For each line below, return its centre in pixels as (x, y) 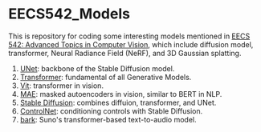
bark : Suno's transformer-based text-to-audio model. (108, 119)
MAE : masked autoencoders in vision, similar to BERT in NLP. (121, 94)
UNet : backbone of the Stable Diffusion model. (97, 68)
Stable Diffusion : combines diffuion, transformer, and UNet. (118, 102)
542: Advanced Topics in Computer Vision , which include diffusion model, (131, 44)
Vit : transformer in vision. (62, 86)
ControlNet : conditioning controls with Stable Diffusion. (111, 111)
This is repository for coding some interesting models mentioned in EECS (129, 36)
